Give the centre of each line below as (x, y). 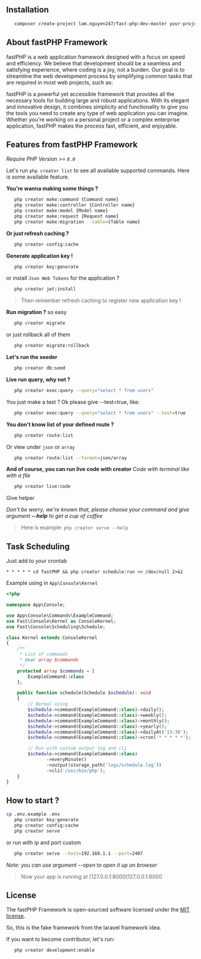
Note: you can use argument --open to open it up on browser (82, 865)
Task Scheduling (38, 546)
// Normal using (48, 704)
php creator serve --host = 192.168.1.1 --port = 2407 (79, 854)
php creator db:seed (40, 368)
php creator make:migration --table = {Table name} (77, 222)
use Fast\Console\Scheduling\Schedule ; (56, 627)
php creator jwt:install (45, 289)
